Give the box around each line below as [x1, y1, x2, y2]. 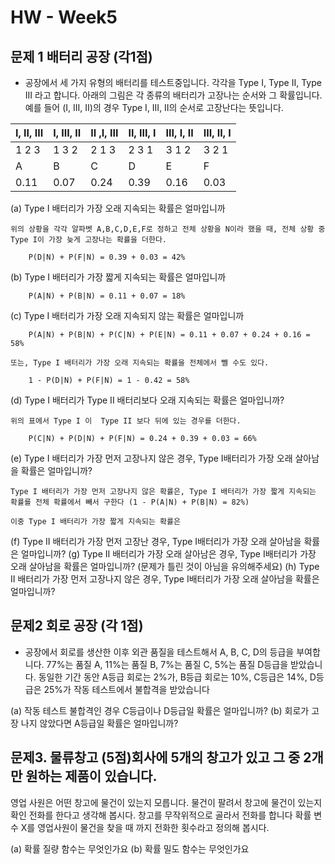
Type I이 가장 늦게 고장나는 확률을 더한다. [10, 235, 167, 245]
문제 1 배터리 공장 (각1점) [10, 48, 153, 65]
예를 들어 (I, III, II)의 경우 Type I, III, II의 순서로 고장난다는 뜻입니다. [24, 102, 284, 113]
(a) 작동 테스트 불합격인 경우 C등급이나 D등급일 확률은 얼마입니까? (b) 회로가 [10, 704, 310, 716]
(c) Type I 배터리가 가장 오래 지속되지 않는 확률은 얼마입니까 [10, 310, 245, 321]
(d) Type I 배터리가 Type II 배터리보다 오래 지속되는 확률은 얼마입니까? [10, 394, 285, 406]
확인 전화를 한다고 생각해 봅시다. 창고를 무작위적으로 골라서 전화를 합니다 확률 [10, 809, 312, 821]
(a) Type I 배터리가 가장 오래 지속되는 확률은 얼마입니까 [10, 202, 226, 214]
